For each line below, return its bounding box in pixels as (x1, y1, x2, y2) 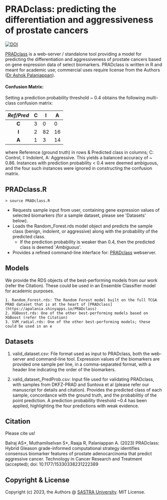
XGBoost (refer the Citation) (5, 315, 68, 320)
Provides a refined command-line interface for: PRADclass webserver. (12, 249, 157, 255)
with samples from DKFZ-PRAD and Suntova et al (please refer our (12, 381, 150, 388)
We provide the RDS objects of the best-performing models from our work (5, 277, 158, 283)
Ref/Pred (7, 112, 29, 119)
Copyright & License (5, 476, 70, 484)
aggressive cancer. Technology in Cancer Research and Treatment (5, 456, 143, 462)
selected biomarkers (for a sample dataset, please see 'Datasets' (12, 212, 146, 218)
